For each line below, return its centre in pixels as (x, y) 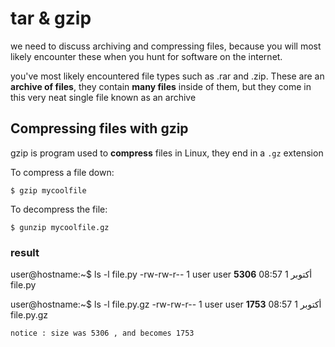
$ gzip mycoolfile (48, 190)
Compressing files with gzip (99, 128)
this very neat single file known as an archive (103, 97)
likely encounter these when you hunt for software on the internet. (146, 56)
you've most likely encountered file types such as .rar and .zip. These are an (167, 76)
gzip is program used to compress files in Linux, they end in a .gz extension (167, 153)
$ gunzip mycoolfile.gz (60, 227)
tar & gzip (51, 18)
